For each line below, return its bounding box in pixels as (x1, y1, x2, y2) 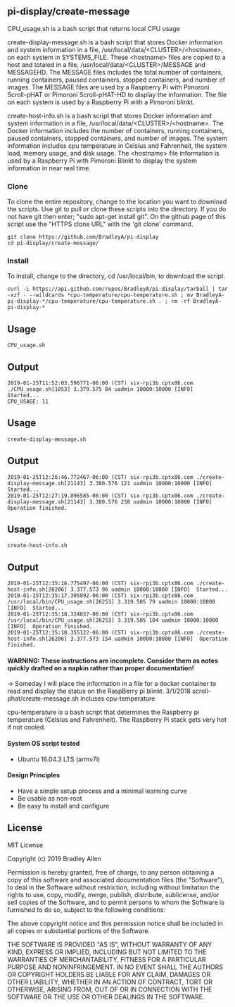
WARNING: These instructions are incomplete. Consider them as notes (7, 656, 218, 665)
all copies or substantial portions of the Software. (7, 926, 150, 935)
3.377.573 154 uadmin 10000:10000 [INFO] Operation (70, 635, 229, 643)
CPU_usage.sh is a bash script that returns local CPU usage (7, 24, 181, 32)
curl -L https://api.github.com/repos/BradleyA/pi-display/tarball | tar (7, 285, 229, 293)
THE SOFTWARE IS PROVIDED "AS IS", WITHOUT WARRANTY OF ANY (7, 940, 212, 949)
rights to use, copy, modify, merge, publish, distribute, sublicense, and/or (7, 890, 220, 899)
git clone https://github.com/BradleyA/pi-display (7, 234, 159, 241)
